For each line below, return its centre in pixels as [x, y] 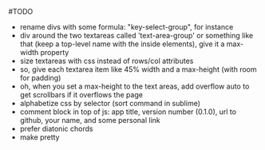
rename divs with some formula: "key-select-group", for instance [127, 27]
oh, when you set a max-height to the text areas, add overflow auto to [134, 86]
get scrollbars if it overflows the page [81, 95]
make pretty [40, 137]
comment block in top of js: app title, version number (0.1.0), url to [128, 112]
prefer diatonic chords [56, 128]
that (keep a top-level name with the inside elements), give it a [122, 44]
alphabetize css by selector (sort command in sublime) [110, 103]
